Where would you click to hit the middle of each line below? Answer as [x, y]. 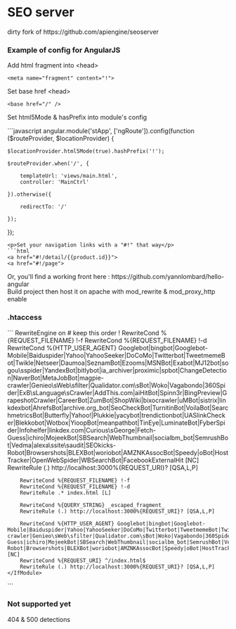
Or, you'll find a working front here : [59, 277]
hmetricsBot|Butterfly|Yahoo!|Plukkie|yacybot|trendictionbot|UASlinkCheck [117, 415]
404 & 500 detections [39, 619]
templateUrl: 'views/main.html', [69, 176]
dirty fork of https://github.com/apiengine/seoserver [83, 32]
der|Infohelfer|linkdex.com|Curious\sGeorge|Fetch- [82, 430]
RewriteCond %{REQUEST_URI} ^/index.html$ [83, 561]
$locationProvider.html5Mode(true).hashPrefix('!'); [86, 151]
